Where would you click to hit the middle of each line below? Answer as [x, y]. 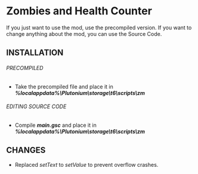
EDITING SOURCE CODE [36, 106]
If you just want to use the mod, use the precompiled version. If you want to [99, 28]
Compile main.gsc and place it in [55, 125]
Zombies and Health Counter [79, 11]
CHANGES [26, 150]
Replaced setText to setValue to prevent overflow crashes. [86, 164]
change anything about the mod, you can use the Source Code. [84, 33]
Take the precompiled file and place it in [64, 86]
